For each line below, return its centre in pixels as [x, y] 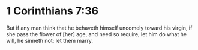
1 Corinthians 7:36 [52, 11]
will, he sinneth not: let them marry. [50, 40]
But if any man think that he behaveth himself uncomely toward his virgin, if [99, 28]
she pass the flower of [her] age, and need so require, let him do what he [97, 34]
